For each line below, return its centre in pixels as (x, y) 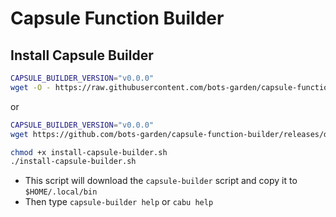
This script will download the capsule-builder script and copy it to (161, 181)
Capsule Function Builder (117, 18)
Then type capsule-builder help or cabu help (119, 202)
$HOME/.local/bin (61, 192)
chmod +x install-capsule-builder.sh (89, 152)
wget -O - (31, 87)
